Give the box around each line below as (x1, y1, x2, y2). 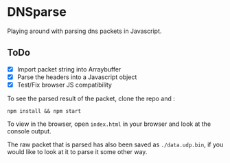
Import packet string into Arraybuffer (16, 65, 122, 73)
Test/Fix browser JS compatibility (16, 80, 112, 89)
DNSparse (7, 4, 67, 20)
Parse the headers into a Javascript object (16, 73, 137, 81)
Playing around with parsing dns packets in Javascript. (7, 27, 162, 35)
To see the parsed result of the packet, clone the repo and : (7, 94, 175, 102)
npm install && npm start (7, 107, 81, 114)
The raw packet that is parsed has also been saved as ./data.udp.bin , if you (7, 140, 224, 149)
